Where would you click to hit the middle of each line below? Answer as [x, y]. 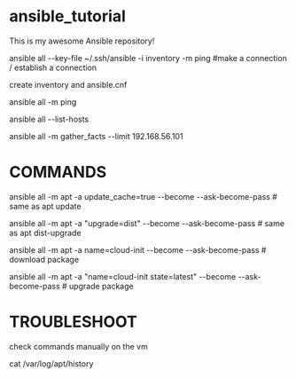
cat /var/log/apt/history [51, 363]
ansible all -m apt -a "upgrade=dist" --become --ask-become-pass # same [147, 223]
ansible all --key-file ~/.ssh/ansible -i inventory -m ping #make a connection [148, 58]
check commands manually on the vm [78, 346]
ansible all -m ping [43, 102]
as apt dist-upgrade [45, 232]
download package [44, 259]
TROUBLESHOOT [73, 322]
